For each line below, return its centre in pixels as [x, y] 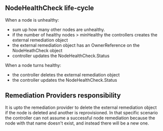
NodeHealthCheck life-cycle [50, 8]
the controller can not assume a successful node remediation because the [80, 118]
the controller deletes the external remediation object [66, 75]
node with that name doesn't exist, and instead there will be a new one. [77, 123]
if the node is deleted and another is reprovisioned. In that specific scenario [81, 112]
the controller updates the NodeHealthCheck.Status [65, 80]
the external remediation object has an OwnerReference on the [76, 45]
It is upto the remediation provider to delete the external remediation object [81, 107]
